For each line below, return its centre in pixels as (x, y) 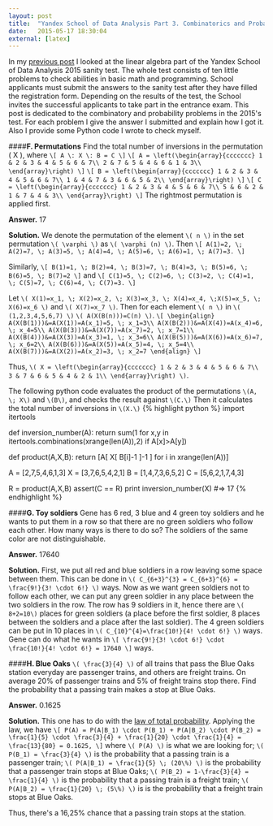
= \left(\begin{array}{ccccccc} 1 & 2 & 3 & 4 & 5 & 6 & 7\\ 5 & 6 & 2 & (136, 188)
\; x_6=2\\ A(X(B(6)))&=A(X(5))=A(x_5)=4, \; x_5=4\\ (102, 345)
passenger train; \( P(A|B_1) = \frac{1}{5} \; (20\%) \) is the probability (135, 763)
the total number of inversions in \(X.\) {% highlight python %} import (127, 409)
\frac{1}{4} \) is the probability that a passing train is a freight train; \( (129, 780)
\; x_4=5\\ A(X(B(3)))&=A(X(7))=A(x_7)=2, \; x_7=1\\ (102, 331)
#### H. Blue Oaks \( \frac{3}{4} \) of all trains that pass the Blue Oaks (132, 664)
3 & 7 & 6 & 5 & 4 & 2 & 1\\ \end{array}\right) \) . (99, 375)
